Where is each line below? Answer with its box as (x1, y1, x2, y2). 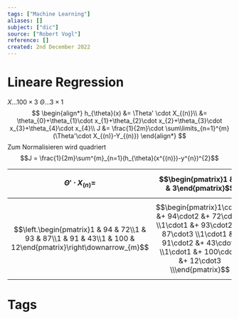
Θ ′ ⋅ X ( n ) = (63, 178, 96, 189)
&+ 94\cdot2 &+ (156, 211, 211, 221)
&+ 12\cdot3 (179, 256, 222, 266)
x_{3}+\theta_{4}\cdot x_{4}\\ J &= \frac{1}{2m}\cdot (9, 124, 164, 132)
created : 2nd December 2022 (7, 43, 91, 51)
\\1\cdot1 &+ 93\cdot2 (156, 220, 233, 230)
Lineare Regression (7, 74, 124, 90)
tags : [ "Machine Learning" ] (7, 10, 91, 18)
